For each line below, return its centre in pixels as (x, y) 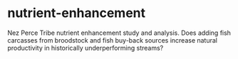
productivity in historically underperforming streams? (86, 48)
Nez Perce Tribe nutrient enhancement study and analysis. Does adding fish (119, 33)
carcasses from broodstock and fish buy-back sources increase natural (112, 40)
